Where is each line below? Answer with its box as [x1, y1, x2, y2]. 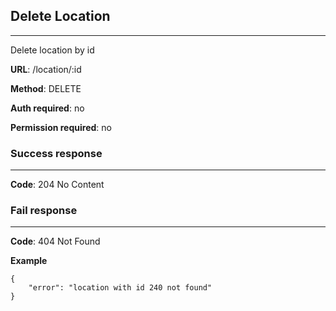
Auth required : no [10, 102, 85, 114]
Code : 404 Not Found [10, 235, 101, 248]
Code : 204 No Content [10, 179, 105, 191]
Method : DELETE [10, 82, 82, 94]
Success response [10, 146, 103, 160]
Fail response [10, 204, 78, 218]
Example [10, 255, 48, 267]
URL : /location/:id [10, 63, 82, 75]
